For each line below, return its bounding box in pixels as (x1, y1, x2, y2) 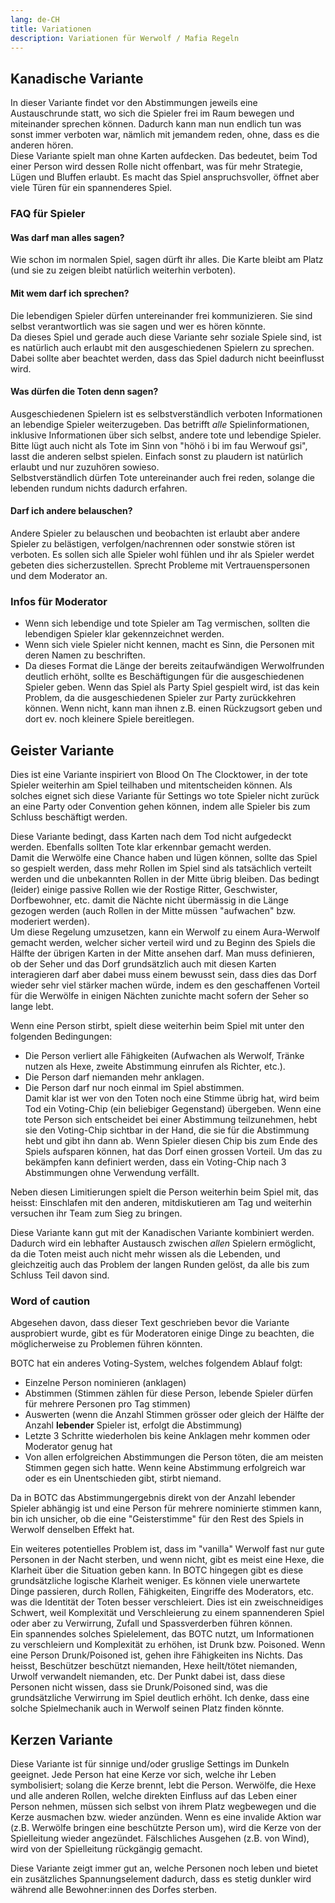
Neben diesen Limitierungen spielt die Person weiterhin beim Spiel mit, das (10, 1186, 319, 1198)
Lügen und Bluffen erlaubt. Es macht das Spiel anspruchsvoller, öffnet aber (10, 171, 320, 183)
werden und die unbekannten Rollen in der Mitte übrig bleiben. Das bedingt (10, 873, 320, 885)
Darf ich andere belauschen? (10, 505, 133, 517)
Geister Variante (10, 742, 115, 759)
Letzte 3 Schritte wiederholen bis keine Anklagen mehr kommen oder (24, 1430, 311, 1442)
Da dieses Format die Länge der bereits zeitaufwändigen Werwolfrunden (24, 660, 325, 672)
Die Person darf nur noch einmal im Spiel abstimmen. (24, 1082, 245, 1094)
